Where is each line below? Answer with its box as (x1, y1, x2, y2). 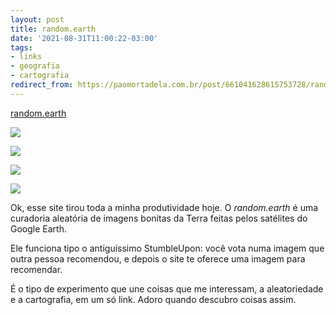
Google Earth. (10, 222, 67, 235)
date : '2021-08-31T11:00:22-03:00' (10, 33, 159, 43)
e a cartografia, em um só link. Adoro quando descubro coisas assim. (10, 293, 297, 305)
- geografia (10, 61, 60, 71)
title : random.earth (10, 24, 97, 34)
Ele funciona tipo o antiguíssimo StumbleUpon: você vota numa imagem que (10, 242, 325, 254)
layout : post (10, 14, 65, 25)
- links (10, 52, 43, 62)
